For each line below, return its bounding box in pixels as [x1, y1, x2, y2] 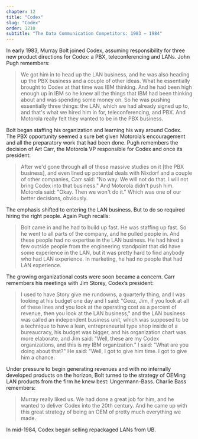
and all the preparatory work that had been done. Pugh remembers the [6, 139, 178, 146]
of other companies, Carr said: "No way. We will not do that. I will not [20, 176, 189, 183]
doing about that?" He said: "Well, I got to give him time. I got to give [20, 348, 187, 355]
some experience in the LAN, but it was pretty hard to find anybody [20, 249, 185, 257]
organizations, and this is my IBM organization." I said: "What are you [20, 341, 189, 348]
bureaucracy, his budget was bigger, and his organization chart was [20, 329, 186, 336]
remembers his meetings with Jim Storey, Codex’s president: [6, 280, 154, 287]
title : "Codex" [6, 14, 44, 20]
